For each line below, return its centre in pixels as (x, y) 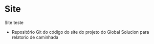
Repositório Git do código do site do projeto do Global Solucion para (80, 32)
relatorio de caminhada (35, 37)
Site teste (14, 22)
